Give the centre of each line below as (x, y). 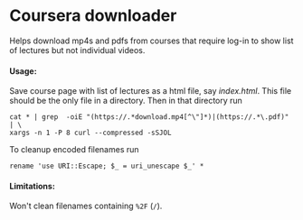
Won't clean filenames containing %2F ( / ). (86, 206)
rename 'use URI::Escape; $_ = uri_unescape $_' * (107, 166)
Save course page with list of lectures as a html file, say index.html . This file (151, 91)
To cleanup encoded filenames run (74, 150)
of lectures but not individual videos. (77, 50)
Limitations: (33, 186)
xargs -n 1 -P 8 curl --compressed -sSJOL (90, 133)
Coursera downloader (93, 16)
